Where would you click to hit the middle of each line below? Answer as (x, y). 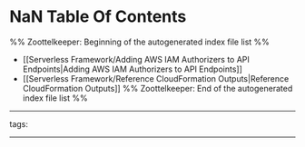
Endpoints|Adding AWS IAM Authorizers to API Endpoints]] (133, 69)
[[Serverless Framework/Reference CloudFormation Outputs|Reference (156, 78)
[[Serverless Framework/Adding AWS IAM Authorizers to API (136, 59)
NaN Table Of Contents (98, 17)
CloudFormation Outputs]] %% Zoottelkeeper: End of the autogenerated (157, 88)
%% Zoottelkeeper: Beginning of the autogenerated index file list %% (140, 42)
